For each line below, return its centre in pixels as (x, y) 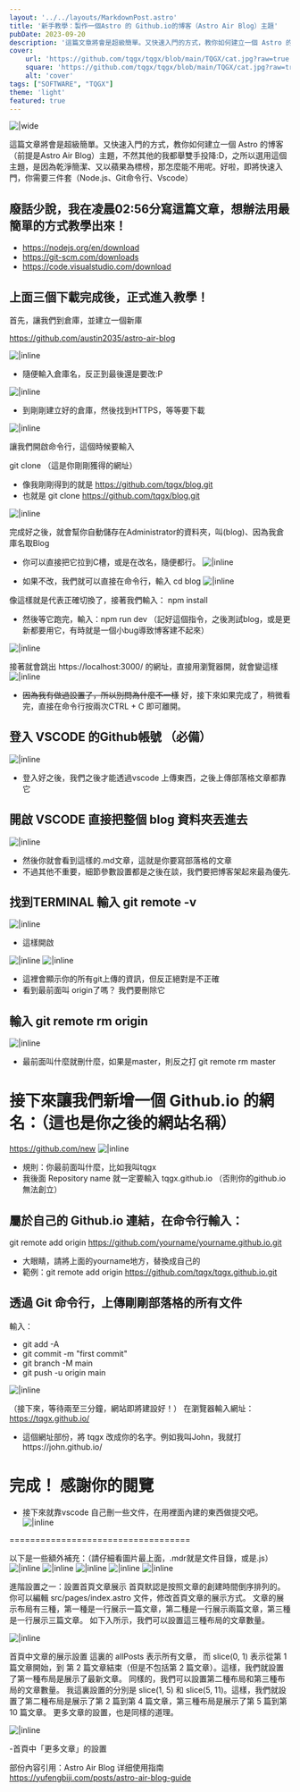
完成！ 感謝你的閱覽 (82, 1485)
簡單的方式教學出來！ (68, 226)
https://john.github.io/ (62, 1447)
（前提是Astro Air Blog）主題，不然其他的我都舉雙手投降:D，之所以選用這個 (148, 156)
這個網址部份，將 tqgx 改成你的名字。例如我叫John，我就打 (132, 1436)
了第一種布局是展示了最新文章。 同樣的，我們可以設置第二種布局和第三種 (143, 1678)
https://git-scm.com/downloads (80, 257)
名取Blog (33, 543)
